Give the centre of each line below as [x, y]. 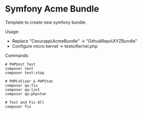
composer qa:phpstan [26, 94]
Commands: [17, 55]
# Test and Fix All [25, 102]
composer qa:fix [21, 85]
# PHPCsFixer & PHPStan [29, 81]
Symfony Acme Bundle [52, 9]
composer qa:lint [23, 90]
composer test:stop [25, 73]
